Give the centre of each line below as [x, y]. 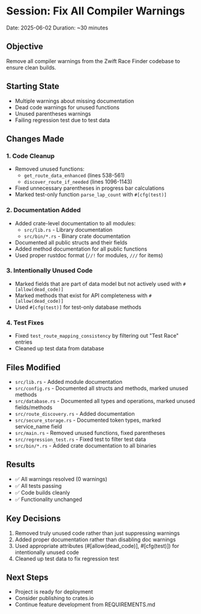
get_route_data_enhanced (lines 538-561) [74, 175]
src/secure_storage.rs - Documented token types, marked [88, 420]
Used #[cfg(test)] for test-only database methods [78, 307]
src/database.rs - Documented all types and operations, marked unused [105, 401]
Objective [25, 47]
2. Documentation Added [43, 210]
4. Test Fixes [25, 323]
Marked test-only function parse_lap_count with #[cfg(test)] [91, 195]
